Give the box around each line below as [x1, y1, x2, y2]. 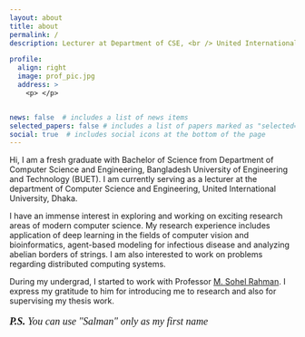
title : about [9, 22, 59, 31]
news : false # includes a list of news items [9, 112, 189, 122]
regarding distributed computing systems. [9, 259, 166, 270]
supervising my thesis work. [9, 295, 115, 306]
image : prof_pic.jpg [17, 72, 95, 82]
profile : [9, 55, 43, 64]
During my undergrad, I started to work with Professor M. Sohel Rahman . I [9, 276, 286, 287]
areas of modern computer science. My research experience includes [9, 220, 271, 231]
